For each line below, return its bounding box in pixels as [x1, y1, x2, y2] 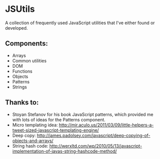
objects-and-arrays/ [12, 137, 54, 144]
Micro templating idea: [12, 122, 58, 128]
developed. [5, 25, 28, 31]
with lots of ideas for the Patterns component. [12, 117, 106, 122]
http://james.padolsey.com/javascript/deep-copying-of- [36, 132, 151, 138]
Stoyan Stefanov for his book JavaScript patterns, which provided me [12, 111, 154, 117]
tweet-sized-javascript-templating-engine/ [12, 127, 99, 133]
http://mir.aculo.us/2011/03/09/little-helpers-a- [59, 122, 154, 128]
